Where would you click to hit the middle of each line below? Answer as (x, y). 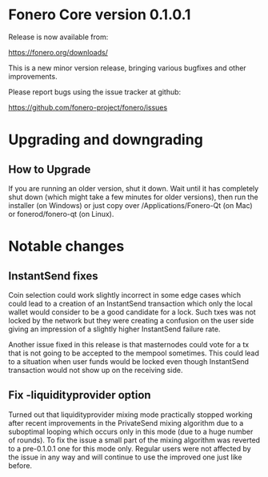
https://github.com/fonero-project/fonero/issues (88, 107)
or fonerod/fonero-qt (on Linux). (61, 214)
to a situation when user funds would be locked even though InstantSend (129, 361)
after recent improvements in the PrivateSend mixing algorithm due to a (126, 423)
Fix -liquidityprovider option (80, 395)
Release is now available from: (58, 37)
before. (20, 465)
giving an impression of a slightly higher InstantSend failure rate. (114, 329)
